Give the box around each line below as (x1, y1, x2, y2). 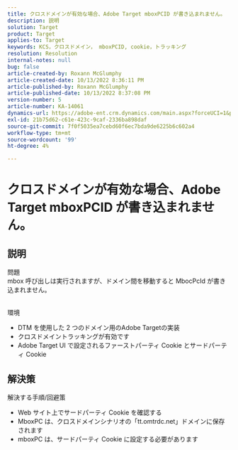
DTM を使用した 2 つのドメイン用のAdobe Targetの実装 (17, 323, 181, 332)
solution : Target (7, 23, 59, 31)
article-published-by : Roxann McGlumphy (7, 83, 129, 90)
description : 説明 (7, 17, 59, 24)
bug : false (7, 63, 40, 70)
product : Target (7, 30, 55, 38)
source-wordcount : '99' (7, 136, 78, 143)
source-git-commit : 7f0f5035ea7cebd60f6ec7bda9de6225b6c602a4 (7, 122, 195, 130)
